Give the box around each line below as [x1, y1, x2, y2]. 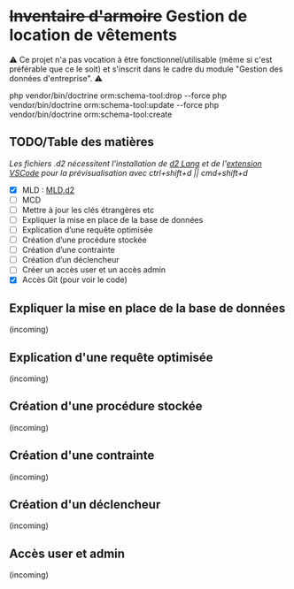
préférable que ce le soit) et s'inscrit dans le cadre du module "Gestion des [9, 64, 283, 74]
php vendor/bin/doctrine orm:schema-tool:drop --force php [9, 90, 228, 101]
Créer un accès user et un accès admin [21, 264, 166, 275]
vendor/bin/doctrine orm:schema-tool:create [9, 109, 173, 119]
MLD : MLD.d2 [21, 184, 75, 195]
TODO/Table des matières [9, 134, 155, 149]
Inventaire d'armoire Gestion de [9, 6, 248, 27]
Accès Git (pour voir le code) [21, 274, 128, 285]
